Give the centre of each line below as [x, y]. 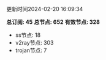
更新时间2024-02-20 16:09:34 [45, 9]
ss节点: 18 [28, 35]
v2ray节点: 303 [34, 43]
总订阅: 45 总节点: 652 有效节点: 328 [53, 22]
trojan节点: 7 [31, 50]
